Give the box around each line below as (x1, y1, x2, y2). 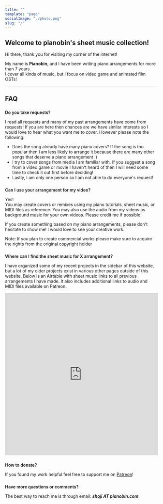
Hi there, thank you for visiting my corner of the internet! (5, 51, 118, 57)
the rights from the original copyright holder (5, 241, 92, 247)
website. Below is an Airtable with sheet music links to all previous (5, 273, 137, 279)
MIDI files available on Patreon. (5, 283, 67, 289)
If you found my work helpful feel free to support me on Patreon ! (5, 472, 134, 477)
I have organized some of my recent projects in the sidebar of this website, (5, 263, 154, 269)
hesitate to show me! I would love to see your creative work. (5, 226, 125, 233)
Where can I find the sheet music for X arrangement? (5, 253, 113, 259)
